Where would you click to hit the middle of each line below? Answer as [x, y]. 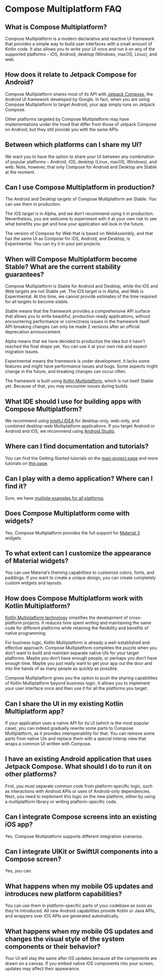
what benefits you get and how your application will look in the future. [75, 224]
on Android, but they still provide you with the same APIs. [62, 129]
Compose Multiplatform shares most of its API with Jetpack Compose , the [79, 94]
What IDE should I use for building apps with [73, 401]
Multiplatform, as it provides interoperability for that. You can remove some [80, 733]
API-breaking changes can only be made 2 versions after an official [72, 327]
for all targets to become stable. [37, 302]
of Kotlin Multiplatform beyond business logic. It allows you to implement [78, 683]
